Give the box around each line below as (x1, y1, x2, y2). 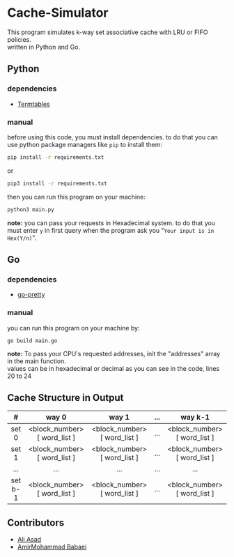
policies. (7, 35, 31, 43)
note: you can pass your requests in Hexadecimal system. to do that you (7, 218, 216, 227)
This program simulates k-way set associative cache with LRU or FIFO (7, 28, 208, 36)
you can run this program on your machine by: (7, 323, 141, 332)
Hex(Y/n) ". (7, 234, 37, 242)
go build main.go (7, 337, 58, 344)
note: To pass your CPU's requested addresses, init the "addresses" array (7, 349, 221, 358)
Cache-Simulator (7, 5, 109, 21)
